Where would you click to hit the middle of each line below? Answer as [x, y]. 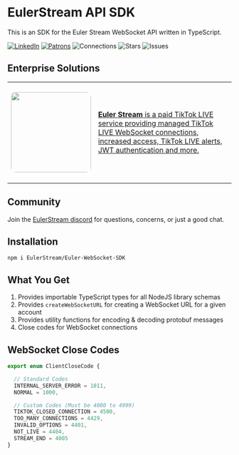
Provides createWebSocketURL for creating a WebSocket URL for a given [122, 305]
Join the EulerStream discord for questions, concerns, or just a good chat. [116, 219]
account [30, 312]
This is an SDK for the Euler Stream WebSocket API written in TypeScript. [115, 32]
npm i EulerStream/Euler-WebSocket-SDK [67, 258]
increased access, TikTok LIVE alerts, [160, 141]
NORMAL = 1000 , [36, 392]
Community [34, 202]
